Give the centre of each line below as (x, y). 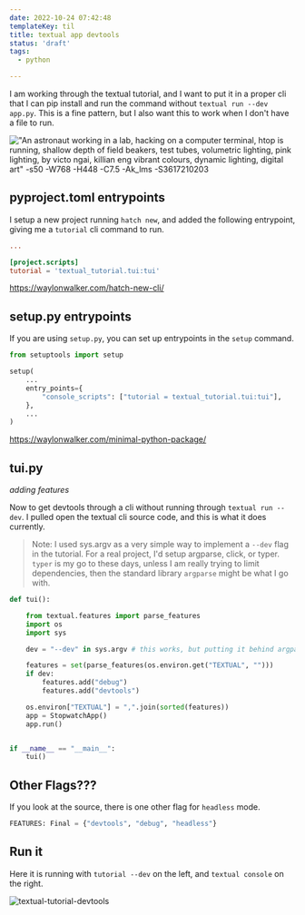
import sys (46, 633)
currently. (27, 526)
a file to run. (32, 123)
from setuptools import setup (67, 355)
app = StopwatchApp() (66, 715)
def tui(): (30, 600)
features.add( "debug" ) (85, 683)
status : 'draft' (40, 43)
